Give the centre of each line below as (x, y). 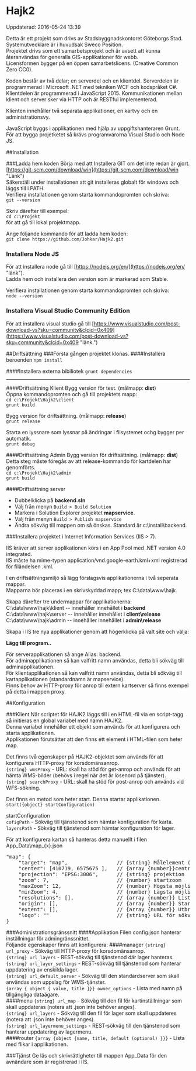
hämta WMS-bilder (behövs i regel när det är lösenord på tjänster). (86, 775)
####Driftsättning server (36, 489)
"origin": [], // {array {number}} (97, 903)
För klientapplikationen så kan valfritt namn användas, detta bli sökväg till (94, 673)
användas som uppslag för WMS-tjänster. (56, 982)
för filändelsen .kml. (30, 567)
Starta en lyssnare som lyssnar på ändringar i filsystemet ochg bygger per (95, 432)
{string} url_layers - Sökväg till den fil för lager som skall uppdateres (91, 1013)
